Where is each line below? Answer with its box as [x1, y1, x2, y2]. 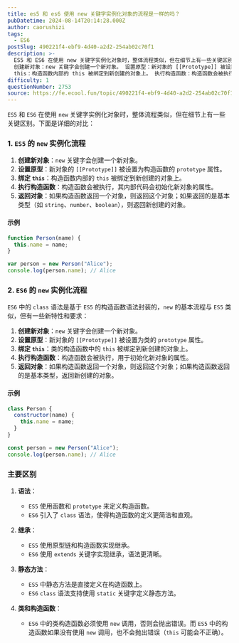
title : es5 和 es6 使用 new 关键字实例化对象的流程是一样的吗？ [7, 10, 181, 18]
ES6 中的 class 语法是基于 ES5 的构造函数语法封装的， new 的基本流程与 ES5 [7, 303, 224, 312]
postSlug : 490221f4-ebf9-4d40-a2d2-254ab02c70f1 [7, 43, 154, 51]
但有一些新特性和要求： [19, 312, 89, 320]
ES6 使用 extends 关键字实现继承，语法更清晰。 [28, 549, 166, 558]
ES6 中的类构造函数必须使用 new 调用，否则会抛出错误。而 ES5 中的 [28, 619, 222, 627]
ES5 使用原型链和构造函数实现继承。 [28, 541, 134, 549]
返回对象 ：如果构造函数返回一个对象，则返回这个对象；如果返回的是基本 [17, 191, 230, 200]
